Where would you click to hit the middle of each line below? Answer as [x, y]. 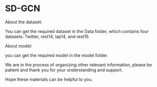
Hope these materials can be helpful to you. [49, 79]
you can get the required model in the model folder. [57, 55]
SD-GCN [23, 9]
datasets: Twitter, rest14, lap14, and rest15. [48, 36]
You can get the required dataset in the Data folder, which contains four [77, 31]
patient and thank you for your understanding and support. [64, 70]
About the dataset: [24, 22]
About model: [19, 46]
